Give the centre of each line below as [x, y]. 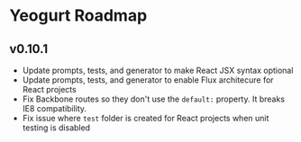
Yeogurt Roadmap [78, 16]
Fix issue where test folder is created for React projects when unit [146, 118]
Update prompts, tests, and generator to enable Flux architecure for [148, 80]
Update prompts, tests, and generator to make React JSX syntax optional [158, 70]
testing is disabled [56, 128]
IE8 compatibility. [55, 108]
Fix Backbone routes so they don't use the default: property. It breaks [154, 99]
